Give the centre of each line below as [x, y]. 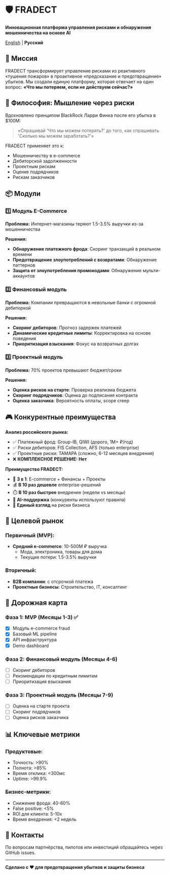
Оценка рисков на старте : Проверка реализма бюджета [74, 390]
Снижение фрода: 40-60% [41, 803]
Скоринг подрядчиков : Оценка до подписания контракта [75, 395]
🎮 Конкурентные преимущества [61, 417]
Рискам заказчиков [34, 177]
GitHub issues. [20, 853]
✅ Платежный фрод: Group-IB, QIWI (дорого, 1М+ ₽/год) [73, 442]
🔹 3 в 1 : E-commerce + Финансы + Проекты [59, 479]
